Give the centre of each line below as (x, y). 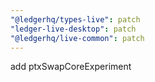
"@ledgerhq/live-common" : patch (77, 38)
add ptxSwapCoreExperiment (71, 67)
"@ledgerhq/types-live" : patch (75, 19)
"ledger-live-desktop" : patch (73, 29)
